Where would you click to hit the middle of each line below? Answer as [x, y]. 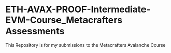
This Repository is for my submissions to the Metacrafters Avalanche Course [85, 45]
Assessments [35, 31]
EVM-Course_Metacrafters [64, 20]
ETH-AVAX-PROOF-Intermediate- [78, 9]
